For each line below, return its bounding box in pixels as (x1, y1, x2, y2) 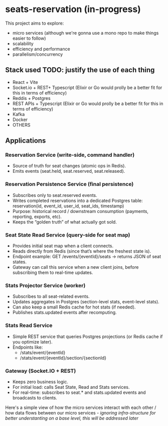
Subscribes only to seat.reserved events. (12, 192, 98, 198)
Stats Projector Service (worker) (5, 282, 86, 289)
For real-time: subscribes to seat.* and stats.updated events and (12, 389, 146, 395)
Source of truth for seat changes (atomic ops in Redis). (12, 163, 126, 169)
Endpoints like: (12, 344, 43, 350)
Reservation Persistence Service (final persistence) (5, 181, 134, 188)
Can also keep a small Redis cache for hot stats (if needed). (12, 304, 136, 310)
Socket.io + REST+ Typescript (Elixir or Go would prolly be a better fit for (12, 84, 162, 90)
